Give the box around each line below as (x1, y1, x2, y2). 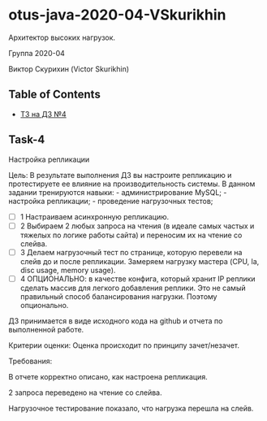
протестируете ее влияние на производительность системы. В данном (8, 179, 256, 189)
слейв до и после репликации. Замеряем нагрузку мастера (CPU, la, (19, 256, 260, 266)
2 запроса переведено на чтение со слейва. (8, 388, 162, 397)
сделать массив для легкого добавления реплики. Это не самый (19, 283, 246, 293)
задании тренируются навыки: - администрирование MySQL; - (8, 187, 227, 197)
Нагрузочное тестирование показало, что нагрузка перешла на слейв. (8, 403, 254, 413)
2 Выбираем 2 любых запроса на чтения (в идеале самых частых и (19, 221, 255, 231)
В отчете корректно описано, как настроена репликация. (8, 371, 209, 381)
